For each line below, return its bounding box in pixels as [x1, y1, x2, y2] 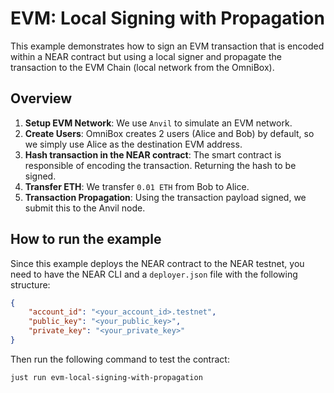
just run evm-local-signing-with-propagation [10, 372, 203, 382]
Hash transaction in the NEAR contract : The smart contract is [24, 148, 282, 161]
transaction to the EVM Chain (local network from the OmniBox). [10, 61, 275, 73]
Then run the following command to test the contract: [10, 353, 230, 365]
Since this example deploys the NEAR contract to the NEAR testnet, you [10, 257, 305, 269]
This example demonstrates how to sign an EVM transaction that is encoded [10, 40, 325, 52]
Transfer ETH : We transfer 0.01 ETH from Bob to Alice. [24, 180, 250, 192]
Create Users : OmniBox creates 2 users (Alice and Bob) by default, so [24, 127, 315, 139]
